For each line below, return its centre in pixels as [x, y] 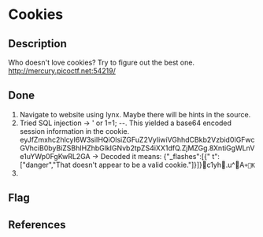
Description [37, 44]
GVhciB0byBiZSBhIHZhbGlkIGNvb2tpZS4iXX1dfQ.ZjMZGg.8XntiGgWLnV [137, 148]
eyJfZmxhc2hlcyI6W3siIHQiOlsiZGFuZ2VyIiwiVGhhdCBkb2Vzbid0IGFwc [137, 139]
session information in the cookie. [74, 131]
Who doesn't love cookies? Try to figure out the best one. [102, 62]
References [37, 225]
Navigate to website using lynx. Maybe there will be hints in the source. [135, 114]
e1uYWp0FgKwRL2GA [55, 156]
